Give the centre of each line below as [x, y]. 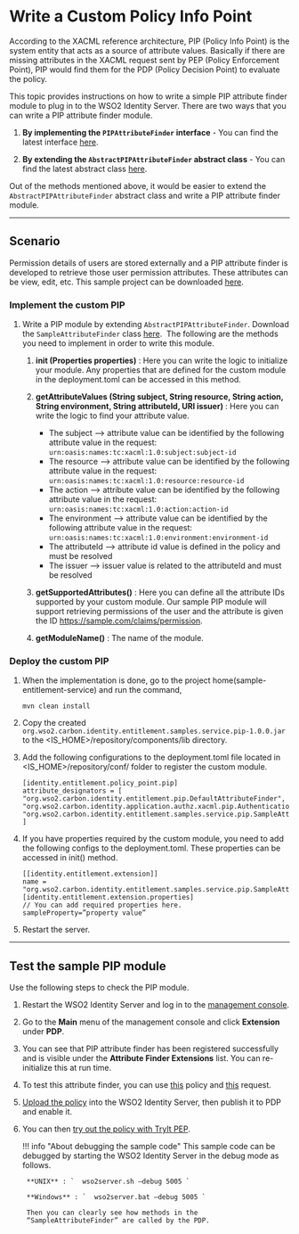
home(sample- [239, 680]
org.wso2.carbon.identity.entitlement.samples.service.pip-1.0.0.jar [154, 732]
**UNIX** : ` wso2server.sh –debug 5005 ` [108, 1182]
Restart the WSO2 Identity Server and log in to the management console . [156, 1005]
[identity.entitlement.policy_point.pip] [100, 783]
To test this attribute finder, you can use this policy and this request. [146, 1085]
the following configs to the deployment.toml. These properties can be [151, 848]
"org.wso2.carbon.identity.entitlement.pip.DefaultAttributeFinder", [154, 799]
